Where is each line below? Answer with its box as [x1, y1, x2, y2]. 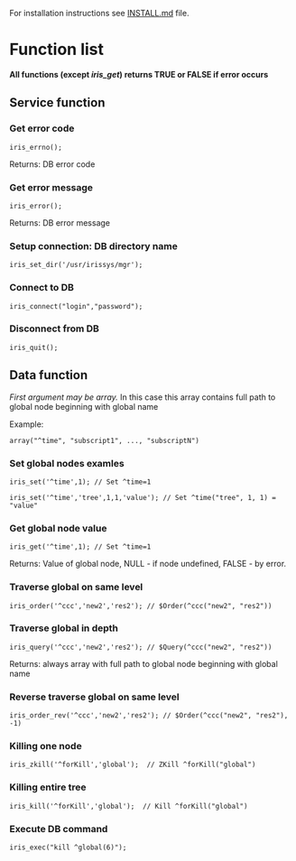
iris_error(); [9, 201, 63, 210]
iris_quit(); [9, 343, 59, 352]
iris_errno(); [9, 143, 63, 152]
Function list [9, 40, 105, 60]
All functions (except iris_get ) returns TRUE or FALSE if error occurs [9, 69, 269, 79]
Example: [9, 419, 44, 430]
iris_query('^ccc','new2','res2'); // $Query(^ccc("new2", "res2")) [9, 643, 273, 652]
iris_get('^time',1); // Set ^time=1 [9, 542, 152, 551]
